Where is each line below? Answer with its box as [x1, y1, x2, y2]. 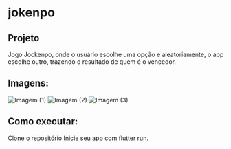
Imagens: [8, 78, 49, 89]
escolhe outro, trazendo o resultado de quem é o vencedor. [8, 58, 177, 66]
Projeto [8, 32, 40, 44]
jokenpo [8, 5, 56, 21]
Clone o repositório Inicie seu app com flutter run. [8, 134, 148, 142]
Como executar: [8, 115, 78, 128]
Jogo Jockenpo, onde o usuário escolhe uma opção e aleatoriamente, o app [8, 50, 224, 58]
